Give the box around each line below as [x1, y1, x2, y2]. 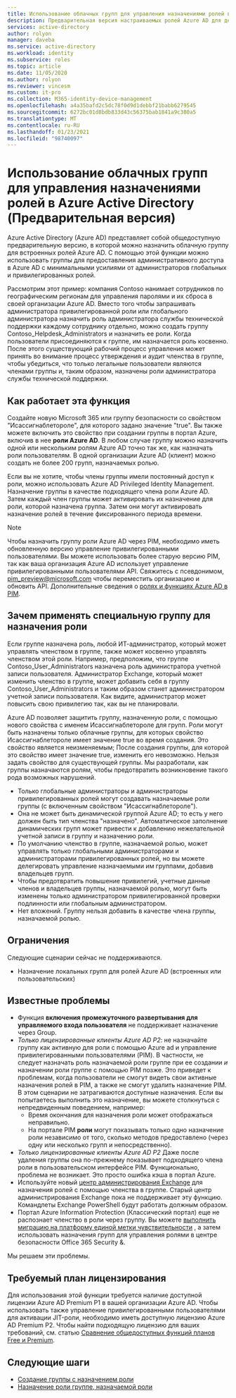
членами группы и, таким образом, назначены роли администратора [7, 367, 216, 376]
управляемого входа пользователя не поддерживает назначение [17, 1021, 218, 1029]
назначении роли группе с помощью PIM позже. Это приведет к [17, 1066, 211, 1074]
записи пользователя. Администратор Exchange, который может [7, 669, 203, 677]
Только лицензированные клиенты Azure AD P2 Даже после [17, 1148, 199, 1157]
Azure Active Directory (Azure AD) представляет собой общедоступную [7, 233, 221, 242]
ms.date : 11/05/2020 [7, 69, 68, 76]
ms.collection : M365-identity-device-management [7, 96, 152, 103]
